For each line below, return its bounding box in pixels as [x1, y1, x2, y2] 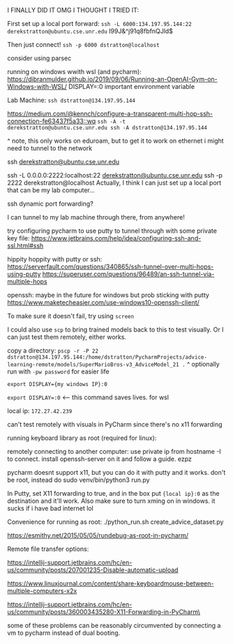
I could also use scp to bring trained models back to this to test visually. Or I [7, 325, 224, 334]
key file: [7, 234, 30, 242]
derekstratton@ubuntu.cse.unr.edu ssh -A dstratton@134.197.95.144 [7, 124, 208, 131]
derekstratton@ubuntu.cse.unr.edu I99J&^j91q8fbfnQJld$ [7, 27, 173, 35]
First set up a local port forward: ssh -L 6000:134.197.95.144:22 [7, 20, 192, 27]
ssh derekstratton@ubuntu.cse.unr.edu [7, 157, 120, 166]
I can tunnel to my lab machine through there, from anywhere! [7, 213, 185, 221]
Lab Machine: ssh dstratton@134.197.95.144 [7, 96, 136, 104]
